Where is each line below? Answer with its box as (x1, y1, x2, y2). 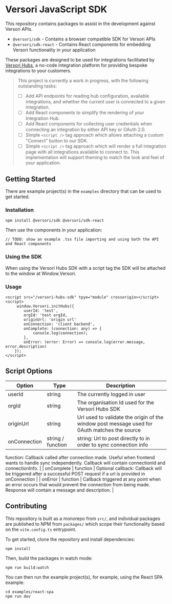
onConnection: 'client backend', (24, 321, 95, 327)
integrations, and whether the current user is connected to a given (25, 99, 165, 104)
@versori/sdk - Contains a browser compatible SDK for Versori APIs (12, 36, 156, 42)
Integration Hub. (25, 115, 60, 121)
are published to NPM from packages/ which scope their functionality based (5, 521, 165, 527)
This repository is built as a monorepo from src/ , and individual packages (5, 515, 160, 522)
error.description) (5, 344, 47, 349)
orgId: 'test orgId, (24, 312, 68, 318)
